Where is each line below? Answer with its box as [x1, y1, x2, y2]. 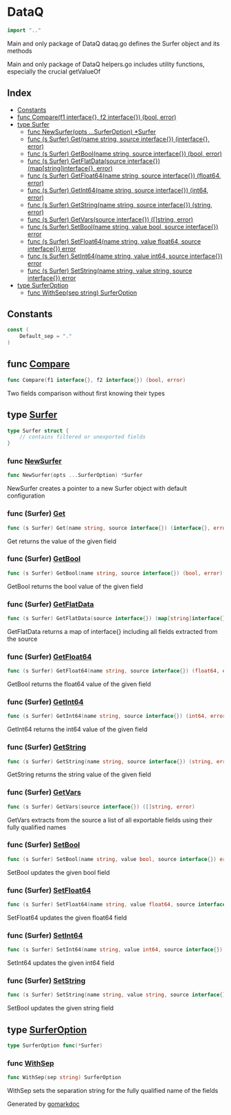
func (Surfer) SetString [7, 976, 86, 985]
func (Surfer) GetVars [7, 787, 81, 797]
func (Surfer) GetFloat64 [7, 652, 92, 661]
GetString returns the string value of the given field [7, 770, 151, 778]
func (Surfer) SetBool [7, 840, 80, 850]
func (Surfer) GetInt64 [7, 697, 84, 706]
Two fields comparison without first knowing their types [7, 389, 165, 397]
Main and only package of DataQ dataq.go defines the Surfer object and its [7, 39, 220, 47]
